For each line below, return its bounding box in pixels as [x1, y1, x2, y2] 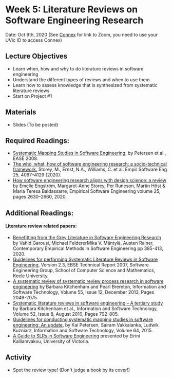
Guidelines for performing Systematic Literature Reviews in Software [12, 256, 158, 262]
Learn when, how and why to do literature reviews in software [12, 65, 144, 71]
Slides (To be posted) [12, 121, 59, 128]
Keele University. [12, 273, 49, 279]
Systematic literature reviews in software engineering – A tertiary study [12, 300, 163, 306]
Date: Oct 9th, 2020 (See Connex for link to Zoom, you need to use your [5, 31, 158, 38]
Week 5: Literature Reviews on [5, 4, 138, 15]
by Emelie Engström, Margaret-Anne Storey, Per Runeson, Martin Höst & [12, 183, 166, 189]
